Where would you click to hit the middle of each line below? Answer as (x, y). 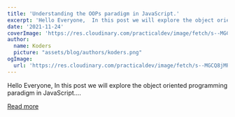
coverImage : (24, 33)
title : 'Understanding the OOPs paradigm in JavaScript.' (93, 14)
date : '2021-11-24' (36, 26)
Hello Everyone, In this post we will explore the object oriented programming (117, 85)
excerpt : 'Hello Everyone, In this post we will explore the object (111, 20)
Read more (23, 106)
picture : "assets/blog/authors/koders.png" (78, 53)
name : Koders (33, 46)
